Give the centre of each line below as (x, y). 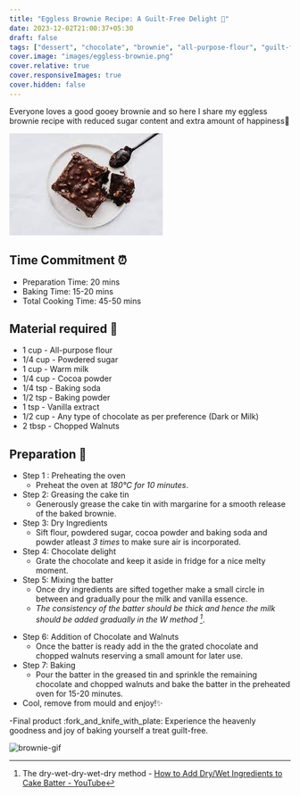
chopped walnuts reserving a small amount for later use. (139, 655)
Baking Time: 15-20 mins (68, 291)
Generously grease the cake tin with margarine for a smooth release (161, 504)
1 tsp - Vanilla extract (61, 407)
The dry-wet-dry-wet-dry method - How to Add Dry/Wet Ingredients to (152, 773)
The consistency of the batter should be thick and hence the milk (155, 609)
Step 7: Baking (49, 665)
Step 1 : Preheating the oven (74, 476)
